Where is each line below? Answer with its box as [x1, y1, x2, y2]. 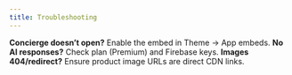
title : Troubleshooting [9, 12, 98, 22]
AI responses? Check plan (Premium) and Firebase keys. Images [9, 46, 249, 57]
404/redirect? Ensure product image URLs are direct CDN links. [9, 56, 245, 66]
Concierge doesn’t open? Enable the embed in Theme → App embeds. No [9, 37, 284, 48]
